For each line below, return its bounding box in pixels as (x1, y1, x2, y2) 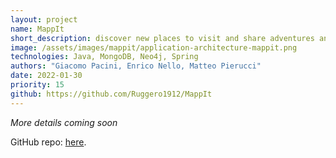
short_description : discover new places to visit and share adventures (10, 33, 315, 43)
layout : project (10, 14, 78, 25)
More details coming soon (10, 116, 118, 128)
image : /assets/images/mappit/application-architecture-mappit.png (10, 42, 298, 53)
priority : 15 (10, 80, 65, 90)
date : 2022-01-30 (10, 71, 83, 81)
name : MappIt (10, 24, 65, 34)
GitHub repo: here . (10, 136, 87, 148)
